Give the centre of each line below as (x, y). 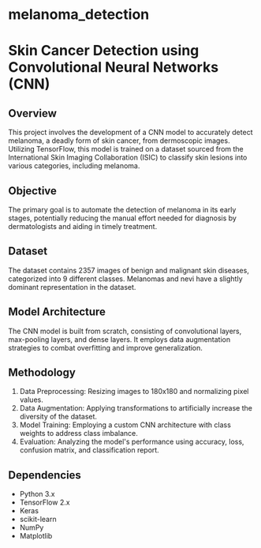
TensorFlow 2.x (45, 502)
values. (31, 400)
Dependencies (45, 475)
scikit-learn (38, 520)
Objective (33, 191)
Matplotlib (36, 536)
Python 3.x (37, 494)
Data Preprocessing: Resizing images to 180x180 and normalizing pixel (134, 392)
